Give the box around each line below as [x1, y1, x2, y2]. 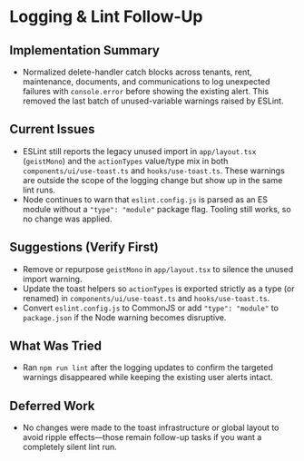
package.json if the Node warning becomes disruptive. [22, 311, 227, 323]
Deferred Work [9, 397, 95, 414]
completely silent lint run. [22, 442, 117, 453]
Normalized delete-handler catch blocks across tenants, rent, [22, 66, 252, 77]
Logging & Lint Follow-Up [9, 6, 203, 27]
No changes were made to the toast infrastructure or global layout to [22, 422, 279, 433]
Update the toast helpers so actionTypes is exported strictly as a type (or [22, 283, 295, 294]
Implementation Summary [9, 43, 161, 58]
